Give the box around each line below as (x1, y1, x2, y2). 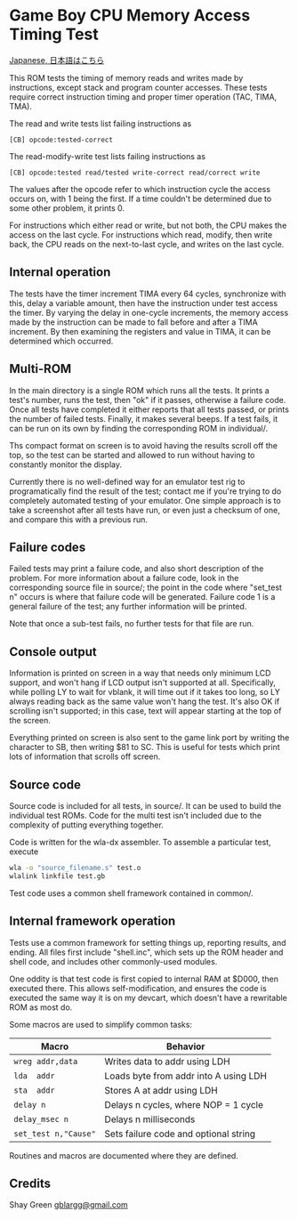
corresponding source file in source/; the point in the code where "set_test (9, 582, 283, 593)
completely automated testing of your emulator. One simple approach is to (9, 495, 282, 505)
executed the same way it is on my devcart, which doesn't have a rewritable (9, 992, 287, 1003)
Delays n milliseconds (104, 1113, 196, 1126)
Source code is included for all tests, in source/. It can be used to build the (9, 801, 282, 811)
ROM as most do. (9, 1002, 73, 1013)
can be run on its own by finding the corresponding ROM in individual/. (9, 423, 269, 433)
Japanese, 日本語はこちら (9, 54, 105, 65)
